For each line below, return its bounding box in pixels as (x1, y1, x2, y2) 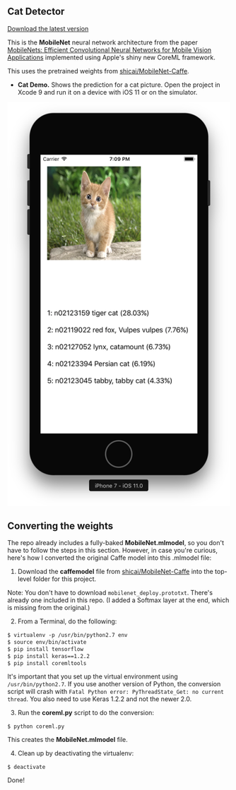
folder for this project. (33, 575, 97, 583)
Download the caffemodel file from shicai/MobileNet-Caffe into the (17, 568, 213, 576)
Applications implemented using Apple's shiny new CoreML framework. (7, 53, 216, 61)
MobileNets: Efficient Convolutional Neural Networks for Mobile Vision (7, 45, 212, 54)
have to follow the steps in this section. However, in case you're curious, (7, 546, 218, 555)
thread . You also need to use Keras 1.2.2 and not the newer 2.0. (7, 695, 192, 703)
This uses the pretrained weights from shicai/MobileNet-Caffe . (7, 66, 189, 75)
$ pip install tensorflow (7, 646, 83, 653)
